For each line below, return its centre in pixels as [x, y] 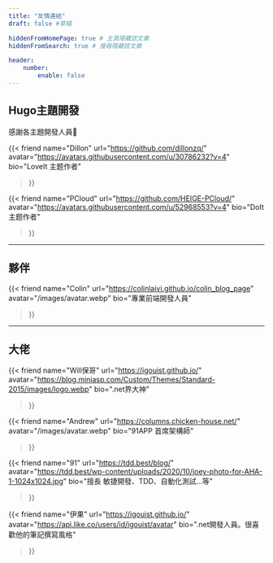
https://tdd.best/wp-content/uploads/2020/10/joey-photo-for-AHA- [149, 472]
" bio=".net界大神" [119, 389]
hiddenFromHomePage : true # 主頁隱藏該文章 [79, 38]
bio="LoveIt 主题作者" [45, 166]
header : [22, 61]
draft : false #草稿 [40, 24]
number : [36, 68]
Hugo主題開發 [44, 111]
